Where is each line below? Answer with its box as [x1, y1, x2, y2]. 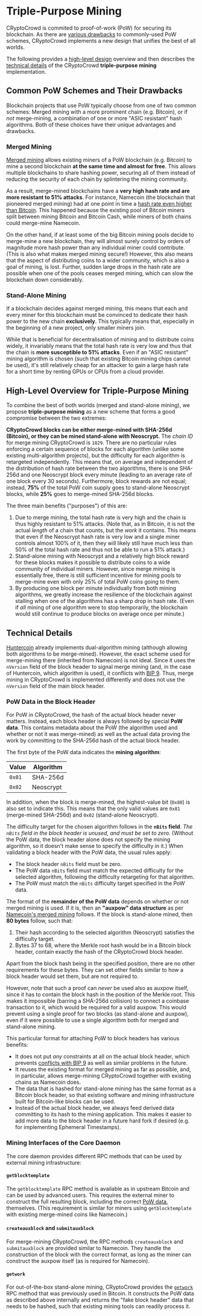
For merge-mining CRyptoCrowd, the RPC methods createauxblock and [6, 1238, 184, 1245]
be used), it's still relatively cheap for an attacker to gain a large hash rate [6, 362, 189, 369]
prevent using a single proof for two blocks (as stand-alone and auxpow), [6, 1010, 189, 1017]
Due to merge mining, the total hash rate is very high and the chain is [14, 514, 186, 521]
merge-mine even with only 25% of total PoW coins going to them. [14, 578, 181, 585]
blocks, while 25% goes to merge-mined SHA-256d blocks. [6, 490, 155, 498]
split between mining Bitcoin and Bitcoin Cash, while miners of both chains [6, 213, 192, 220]
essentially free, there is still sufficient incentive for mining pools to [14, 572, 181, 579]
